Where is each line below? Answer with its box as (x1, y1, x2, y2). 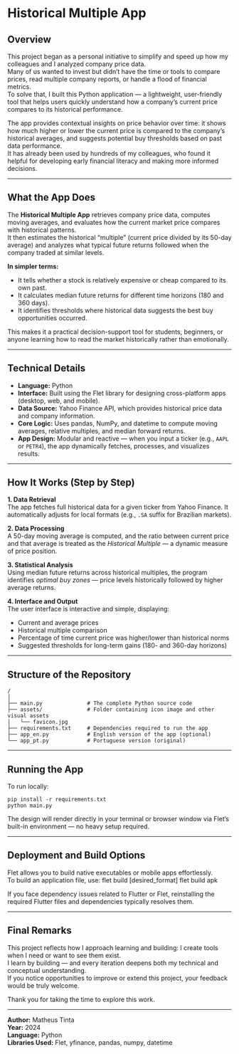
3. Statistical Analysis (7, 561, 73, 569)
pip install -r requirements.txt (7, 796, 107, 803)
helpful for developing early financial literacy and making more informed (7, 157, 219, 165)
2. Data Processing (7, 525, 65, 533)
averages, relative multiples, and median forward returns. (17, 426, 186, 435)
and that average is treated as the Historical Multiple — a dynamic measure (7, 539, 228, 548)
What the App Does (7, 191, 96, 204)
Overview (7, 33, 52, 46)
